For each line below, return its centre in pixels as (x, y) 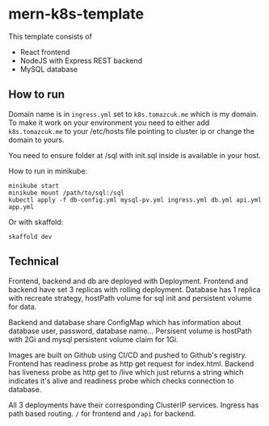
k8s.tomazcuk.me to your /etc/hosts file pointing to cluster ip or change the (131, 131)
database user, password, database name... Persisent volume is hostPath (130, 331)
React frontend (45, 52)
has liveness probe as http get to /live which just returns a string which (126, 372)
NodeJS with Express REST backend (81, 61)
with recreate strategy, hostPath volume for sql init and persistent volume (130, 298)
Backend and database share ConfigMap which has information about (125, 322)
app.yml (21, 207)
